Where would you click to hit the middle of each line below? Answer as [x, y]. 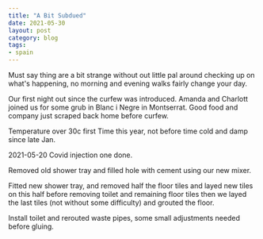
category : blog [33, 38]
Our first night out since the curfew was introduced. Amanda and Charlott [128, 99]
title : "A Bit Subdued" [48, 15]
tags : [17, 45]
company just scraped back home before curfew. [88, 116]
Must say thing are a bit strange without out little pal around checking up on [131, 75]
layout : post [30, 30]
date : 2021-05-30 [37, 23]
